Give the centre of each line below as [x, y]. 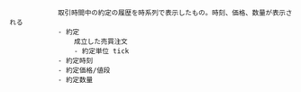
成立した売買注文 [100, 41]
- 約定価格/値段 [84, 70]
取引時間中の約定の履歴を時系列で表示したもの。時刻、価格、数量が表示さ [175, 13]
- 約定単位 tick [101, 51]
